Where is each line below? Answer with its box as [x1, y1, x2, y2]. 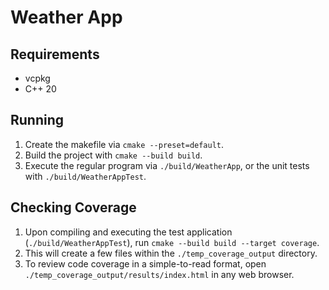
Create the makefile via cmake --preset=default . [24, 138, 225, 150]
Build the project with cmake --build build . [24, 149, 203, 161]
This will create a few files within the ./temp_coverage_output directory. [24, 247, 318, 259]
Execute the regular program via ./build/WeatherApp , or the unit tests [24, 159, 310, 171]
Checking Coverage [10, 199, 137, 216]
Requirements [10, 46, 100, 63]
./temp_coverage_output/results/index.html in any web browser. [24, 268, 295, 280]
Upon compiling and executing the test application [24, 226, 233, 238]
